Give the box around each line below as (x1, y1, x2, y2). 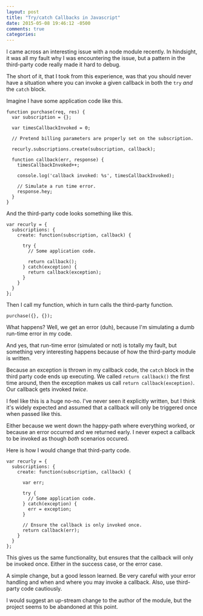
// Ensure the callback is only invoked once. (22, 522, 142, 528)
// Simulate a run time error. (17, 183, 96, 190)
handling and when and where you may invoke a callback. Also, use (6, 578, 176, 586)
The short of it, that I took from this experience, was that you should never (6, 73, 192, 80)
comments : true (6, 25, 45, 32)
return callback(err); (22, 527, 80, 534)
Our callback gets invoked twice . (6, 386, 88, 393)
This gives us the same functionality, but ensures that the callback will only (6, 554, 194, 561)
